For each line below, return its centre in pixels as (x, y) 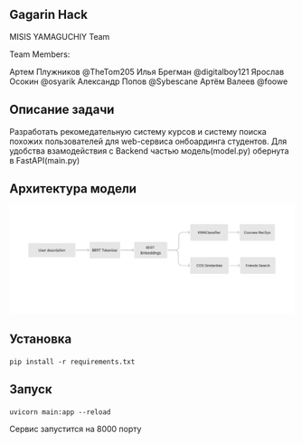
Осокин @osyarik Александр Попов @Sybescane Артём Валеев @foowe (149, 81)
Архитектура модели (73, 189)
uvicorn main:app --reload (60, 412)
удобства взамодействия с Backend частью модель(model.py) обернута (149, 151)
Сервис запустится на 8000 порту (75, 429)
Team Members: (40, 54)
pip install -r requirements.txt (72, 362)
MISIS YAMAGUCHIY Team (60, 36)
